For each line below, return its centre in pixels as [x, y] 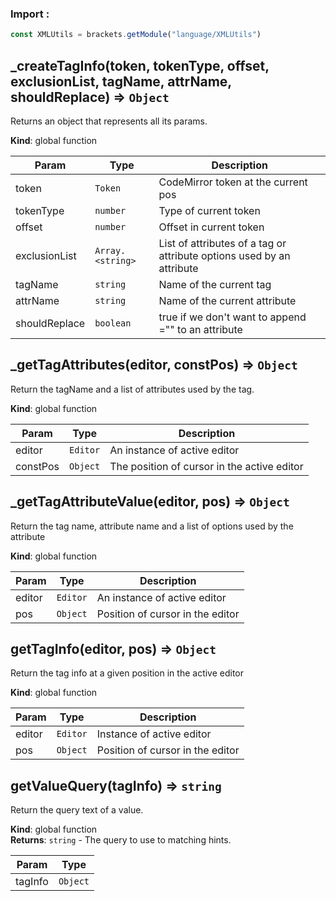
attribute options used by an [224, 255]
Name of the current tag [215, 284]
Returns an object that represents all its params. [109, 121]
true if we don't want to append [232, 317]
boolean [113, 323]
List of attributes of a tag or [222, 243]
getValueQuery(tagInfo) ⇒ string [116, 785]
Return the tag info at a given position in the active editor [127, 673]
